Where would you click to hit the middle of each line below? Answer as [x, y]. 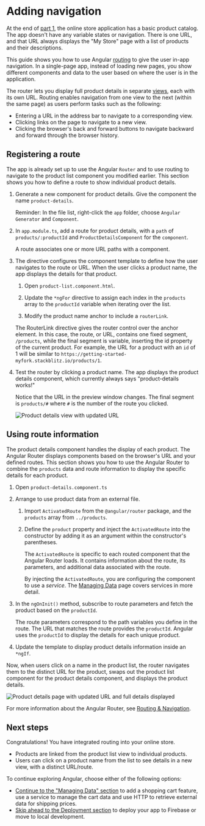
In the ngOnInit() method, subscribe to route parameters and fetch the [104, 603]
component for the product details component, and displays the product [97, 678]
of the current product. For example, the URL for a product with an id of [105, 347]
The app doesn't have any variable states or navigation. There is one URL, [99, 34]
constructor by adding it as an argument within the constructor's [105, 536]
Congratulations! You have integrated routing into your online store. [91, 742]
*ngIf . [23, 653]
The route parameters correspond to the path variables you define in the [106, 622]
